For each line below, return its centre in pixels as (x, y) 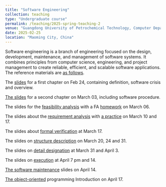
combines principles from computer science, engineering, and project (76, 62)
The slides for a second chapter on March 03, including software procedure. (83, 97)
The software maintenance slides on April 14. (51, 170)
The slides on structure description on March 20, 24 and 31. (66, 141)
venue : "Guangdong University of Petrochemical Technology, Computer (78, 28)
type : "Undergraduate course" (36, 19)
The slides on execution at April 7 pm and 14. (51, 160)
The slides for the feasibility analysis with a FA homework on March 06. (78, 107)
